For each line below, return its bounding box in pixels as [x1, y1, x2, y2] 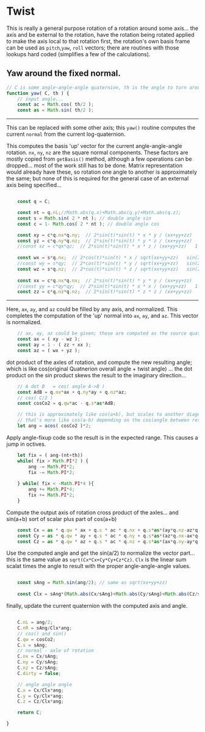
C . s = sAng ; [17, 642, 48, 648]
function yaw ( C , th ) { [6, 90, 70, 96]
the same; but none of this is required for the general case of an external [6, 175, 189, 182]
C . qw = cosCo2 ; [17, 636, 56, 643]
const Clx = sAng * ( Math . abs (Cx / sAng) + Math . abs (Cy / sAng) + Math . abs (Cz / [17, 591, 198, 597]
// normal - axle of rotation [17, 648, 95, 654]
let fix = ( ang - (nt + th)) [17, 452, 84, 458]
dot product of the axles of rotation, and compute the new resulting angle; [6, 358, 192, 366]
